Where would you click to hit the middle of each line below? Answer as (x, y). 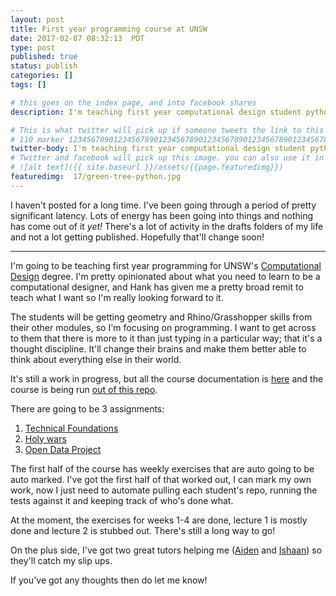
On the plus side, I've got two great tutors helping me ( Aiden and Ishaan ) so (166, 550)
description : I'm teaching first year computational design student (156, 112)
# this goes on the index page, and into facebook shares (133, 102)
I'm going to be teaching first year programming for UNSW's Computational (166, 265)
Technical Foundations (71, 428)
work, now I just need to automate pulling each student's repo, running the (164, 490)
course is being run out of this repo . (84, 389)
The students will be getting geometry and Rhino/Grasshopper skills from (161, 317)
